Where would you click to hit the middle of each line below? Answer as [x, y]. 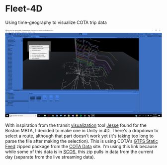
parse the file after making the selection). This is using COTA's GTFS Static [82, 141]
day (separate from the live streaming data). [50, 157]
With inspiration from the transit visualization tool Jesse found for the [76, 125]
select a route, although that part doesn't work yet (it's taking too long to [80, 136]
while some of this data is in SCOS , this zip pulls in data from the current [79, 152]
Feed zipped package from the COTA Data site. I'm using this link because [81, 147]
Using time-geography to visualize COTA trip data [56, 22]
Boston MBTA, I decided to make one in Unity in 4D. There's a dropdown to [82, 131]
